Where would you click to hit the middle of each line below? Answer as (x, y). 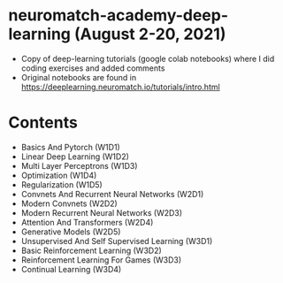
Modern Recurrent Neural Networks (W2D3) (102, 212)
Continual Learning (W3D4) (71, 269)
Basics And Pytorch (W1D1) (70, 147)
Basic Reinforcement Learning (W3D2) (92, 250)
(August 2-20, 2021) (150, 34)
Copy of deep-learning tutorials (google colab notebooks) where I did (148, 58)
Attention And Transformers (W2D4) (87, 222)
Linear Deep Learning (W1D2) (75, 157)
